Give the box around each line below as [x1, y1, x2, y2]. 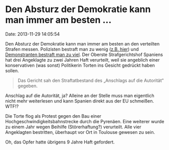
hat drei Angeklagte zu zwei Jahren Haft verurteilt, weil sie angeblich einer [5, 57, 160, 63]
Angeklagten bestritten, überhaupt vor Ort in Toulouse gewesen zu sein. [5, 129, 155, 135]
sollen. [5, 67, 19, 74]
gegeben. [17, 82, 38, 89]
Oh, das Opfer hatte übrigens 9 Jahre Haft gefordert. [5, 139, 115, 145]
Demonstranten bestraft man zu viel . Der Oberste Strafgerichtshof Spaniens [5, 52, 163, 58]
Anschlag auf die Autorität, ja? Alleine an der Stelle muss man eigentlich [5, 92, 155, 98]
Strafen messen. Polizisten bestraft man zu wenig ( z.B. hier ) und [5, 46, 139, 52]
